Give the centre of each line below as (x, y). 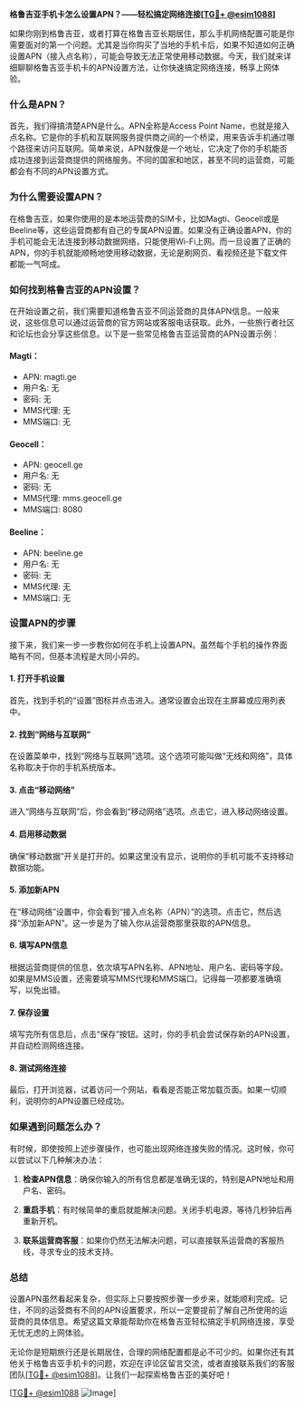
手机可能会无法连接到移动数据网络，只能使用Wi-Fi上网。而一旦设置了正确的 (150, 241)
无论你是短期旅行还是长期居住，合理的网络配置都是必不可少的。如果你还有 (148, 1352)
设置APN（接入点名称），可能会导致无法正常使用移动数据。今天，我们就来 (147, 56)
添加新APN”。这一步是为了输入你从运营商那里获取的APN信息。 (138, 923)
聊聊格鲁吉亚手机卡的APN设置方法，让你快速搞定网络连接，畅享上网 (144, 68)
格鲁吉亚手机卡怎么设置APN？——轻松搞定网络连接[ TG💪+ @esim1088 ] (142, 14)
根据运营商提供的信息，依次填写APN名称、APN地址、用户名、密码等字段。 (149, 967)
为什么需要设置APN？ (57, 197)
